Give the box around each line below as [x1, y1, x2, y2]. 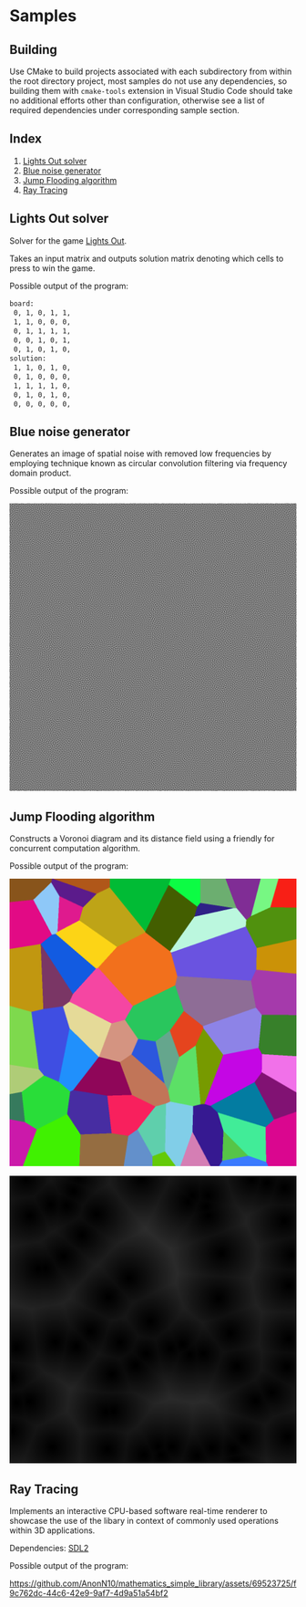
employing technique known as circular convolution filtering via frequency [9, 458, 288, 469]
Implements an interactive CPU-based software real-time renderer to [9, 1506, 268, 1517]
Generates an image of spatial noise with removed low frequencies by [9, 448, 271, 459]
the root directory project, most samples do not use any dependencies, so [9, 76, 288, 87]
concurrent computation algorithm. [9, 843, 141, 854]
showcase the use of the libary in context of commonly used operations [9, 1516, 280, 1527]
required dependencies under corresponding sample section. [9, 105, 240, 115]
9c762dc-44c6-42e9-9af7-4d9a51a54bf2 [9, 1588, 168, 1599]
